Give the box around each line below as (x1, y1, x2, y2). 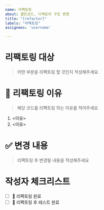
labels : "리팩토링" (5, 20, 41, 26)
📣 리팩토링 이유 (5, 88, 62, 99)
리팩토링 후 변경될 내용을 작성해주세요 (17, 157, 89, 163)
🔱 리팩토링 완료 (12, 193, 42, 199)
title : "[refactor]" (5, 16, 47, 21)
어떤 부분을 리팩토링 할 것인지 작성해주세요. (17, 69, 100, 75)
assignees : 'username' (5, 25, 51, 30)
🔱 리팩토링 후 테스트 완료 (12, 199, 60, 205)
